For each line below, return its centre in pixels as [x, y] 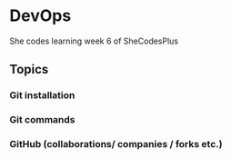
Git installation [42, 95]
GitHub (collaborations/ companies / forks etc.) [116, 144]
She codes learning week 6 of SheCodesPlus [94, 41]
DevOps [40, 16]
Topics [29, 70]
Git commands [42, 120]
